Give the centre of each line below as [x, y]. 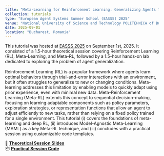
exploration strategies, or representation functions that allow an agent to [78, 108]
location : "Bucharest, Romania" [38, 32]
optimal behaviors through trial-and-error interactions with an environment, [81, 77]
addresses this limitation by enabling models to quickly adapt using [90, 87]
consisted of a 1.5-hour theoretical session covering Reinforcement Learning [82, 51]
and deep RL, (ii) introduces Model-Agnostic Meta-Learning [83, 123]
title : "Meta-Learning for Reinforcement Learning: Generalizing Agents [81, 9]
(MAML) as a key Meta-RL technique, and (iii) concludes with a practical [78, 129]
